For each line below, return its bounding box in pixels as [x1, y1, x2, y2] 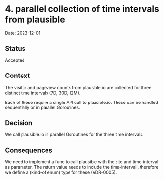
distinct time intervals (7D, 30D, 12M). [5, 90, 81, 96]
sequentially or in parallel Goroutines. [5, 104, 80, 110]
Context [5, 72, 30, 80]
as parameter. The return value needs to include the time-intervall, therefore [5, 164, 159, 170]
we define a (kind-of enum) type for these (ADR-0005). [5, 169, 117, 175]
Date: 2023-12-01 [5, 30, 41, 36]
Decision [5, 119, 33, 127]
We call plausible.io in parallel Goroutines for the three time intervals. [5, 131, 144, 138]
